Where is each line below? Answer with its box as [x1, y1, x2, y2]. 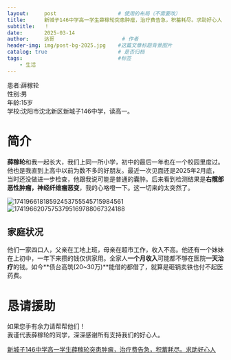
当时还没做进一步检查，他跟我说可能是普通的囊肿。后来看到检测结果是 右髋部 [7, 175, 224, 183]
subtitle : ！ [7, 23, 49, 30]
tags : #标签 [7, 55, 132, 62]
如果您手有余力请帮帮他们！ [7, 322, 86, 330]
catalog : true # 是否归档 [7, 49, 145, 56]
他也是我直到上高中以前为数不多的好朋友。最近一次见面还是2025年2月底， [7, 166, 219, 174]
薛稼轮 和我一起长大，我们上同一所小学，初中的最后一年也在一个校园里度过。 [7, 158, 224, 166]
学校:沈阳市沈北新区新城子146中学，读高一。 [7, 107, 134, 115]
